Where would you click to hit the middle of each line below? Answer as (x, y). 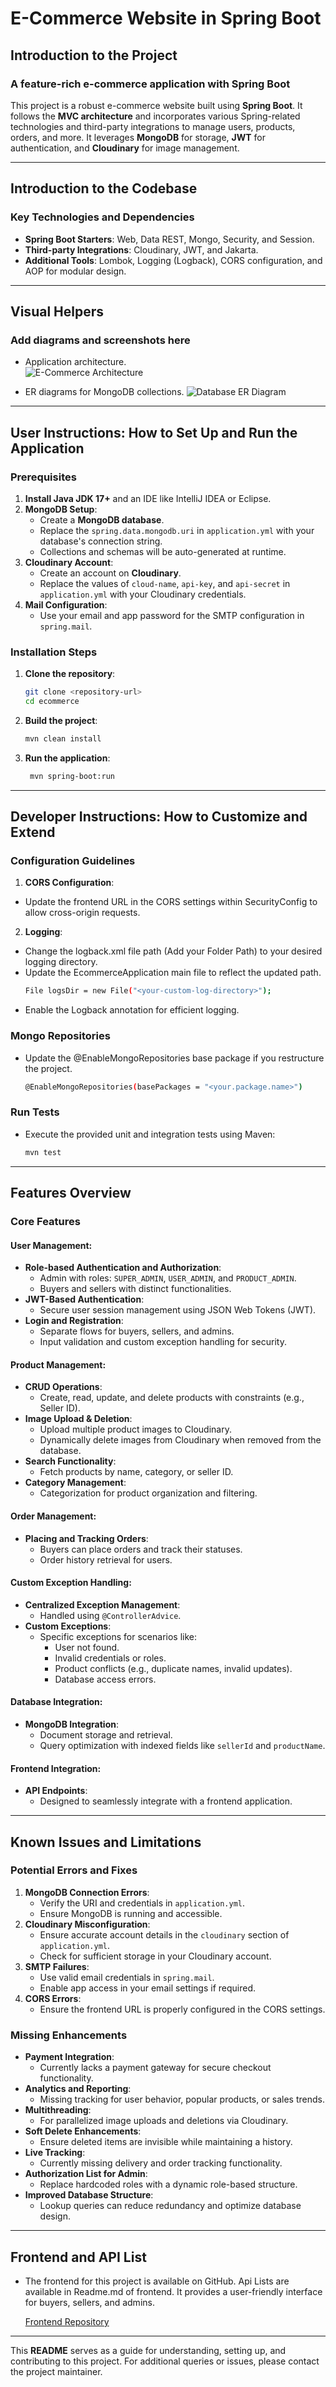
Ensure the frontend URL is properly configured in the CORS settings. (182, 2009)
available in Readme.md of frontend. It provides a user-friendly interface (173, 2291)
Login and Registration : (74, 1321)
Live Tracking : (55, 2153)
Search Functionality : (70, 1461)
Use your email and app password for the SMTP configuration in (172, 615)
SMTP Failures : (57, 1966)
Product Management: (58, 1364)
